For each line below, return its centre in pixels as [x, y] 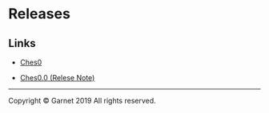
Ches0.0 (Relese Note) [57, 78]
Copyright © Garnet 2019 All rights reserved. [82, 101]
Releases [39, 14]
